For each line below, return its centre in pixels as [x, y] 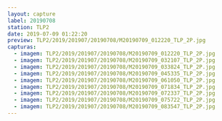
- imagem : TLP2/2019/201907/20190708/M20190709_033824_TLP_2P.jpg [115, 67]
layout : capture [31, 14]
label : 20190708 [31, 21]
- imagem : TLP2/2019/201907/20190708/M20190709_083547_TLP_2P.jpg [115, 107]
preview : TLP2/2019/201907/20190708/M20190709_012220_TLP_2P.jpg [106, 41]
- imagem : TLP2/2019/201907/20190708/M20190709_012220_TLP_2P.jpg [115, 54]
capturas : [22, 47]
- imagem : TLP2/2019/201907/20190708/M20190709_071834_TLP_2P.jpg [115, 87]
